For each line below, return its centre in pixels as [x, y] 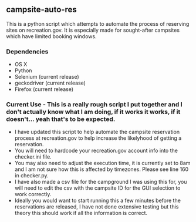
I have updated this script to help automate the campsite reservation [97, 132]
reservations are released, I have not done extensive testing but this [97, 207]
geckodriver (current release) [50, 83]
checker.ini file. [33, 157]
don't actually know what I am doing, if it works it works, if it [93, 112]
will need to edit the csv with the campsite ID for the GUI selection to [97, 188]
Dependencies [27, 51]
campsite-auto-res [42, 10]
